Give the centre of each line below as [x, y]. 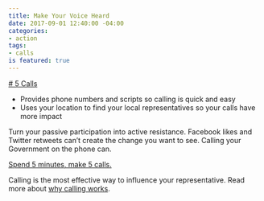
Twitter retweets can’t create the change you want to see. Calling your [125, 140]
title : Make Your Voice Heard [59, 16]
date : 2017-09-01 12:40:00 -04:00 [66, 23]
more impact [41, 116]
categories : [28, 31]
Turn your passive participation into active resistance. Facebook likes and [130, 131]
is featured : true [39, 61]
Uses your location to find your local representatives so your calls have [138, 107]
